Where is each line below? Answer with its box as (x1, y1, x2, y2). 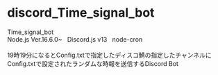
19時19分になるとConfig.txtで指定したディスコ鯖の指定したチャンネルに (7, 51, 212, 59)
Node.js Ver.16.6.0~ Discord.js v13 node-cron (7, 35, 143, 43)
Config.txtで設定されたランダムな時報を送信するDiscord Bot (7, 59, 179, 67)
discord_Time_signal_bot (7, 5, 155, 21)
